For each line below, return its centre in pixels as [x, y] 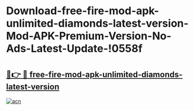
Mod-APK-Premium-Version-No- [89, 36]
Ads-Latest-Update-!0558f [75, 49]
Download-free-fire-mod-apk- [83, 11]
